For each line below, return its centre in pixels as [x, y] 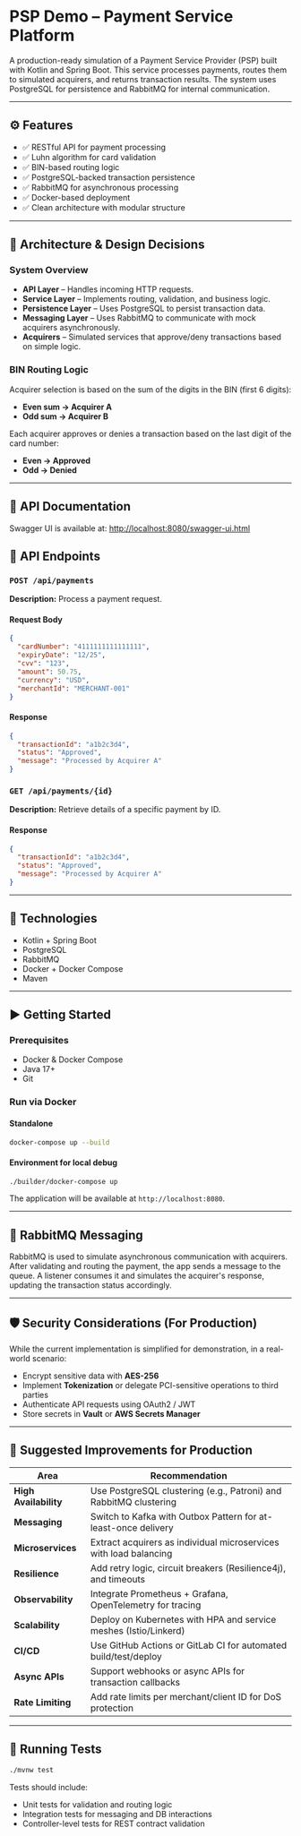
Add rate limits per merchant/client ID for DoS [186, 1696]
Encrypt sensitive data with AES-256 [90, 1376]
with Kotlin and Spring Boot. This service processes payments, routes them [148, 70]
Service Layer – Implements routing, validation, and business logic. [146, 299]
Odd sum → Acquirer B [65, 416]
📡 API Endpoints [55, 556]
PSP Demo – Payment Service [121, 17]
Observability [43, 1599]
